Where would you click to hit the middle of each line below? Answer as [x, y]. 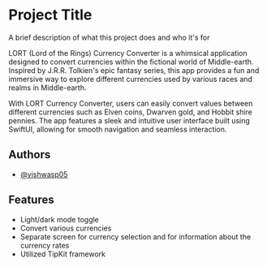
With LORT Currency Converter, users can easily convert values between [131, 103]
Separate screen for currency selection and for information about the [136, 236]
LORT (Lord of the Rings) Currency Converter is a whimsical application [128, 53]
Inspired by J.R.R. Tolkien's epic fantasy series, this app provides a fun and [134, 70]
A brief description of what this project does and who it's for [109, 37]
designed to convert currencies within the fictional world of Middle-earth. [131, 62]
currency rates [45, 245]
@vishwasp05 [44, 174]
